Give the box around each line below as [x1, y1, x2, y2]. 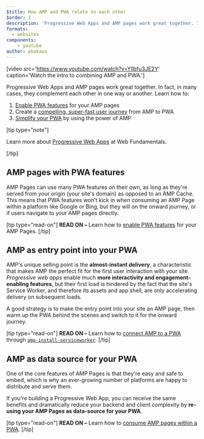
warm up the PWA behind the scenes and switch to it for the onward [6, 311, 177, 319]
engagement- [155, 274, 191, 281]
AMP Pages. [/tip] [6, 227, 50, 234]
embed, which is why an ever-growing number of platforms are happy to [6, 376, 188, 384]
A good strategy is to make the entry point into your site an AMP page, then [6, 305, 195, 313]
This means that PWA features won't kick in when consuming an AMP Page [6, 196, 195, 203]
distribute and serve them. [6, 383, 72, 390]
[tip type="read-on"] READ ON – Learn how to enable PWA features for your [6, 221, 197, 228]
